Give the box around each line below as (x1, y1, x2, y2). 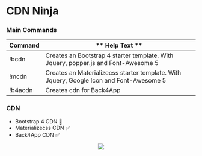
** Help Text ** (96, 41, 143, 49)
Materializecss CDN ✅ (14, 124, 70, 131)
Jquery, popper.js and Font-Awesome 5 (45, 59, 159, 67)
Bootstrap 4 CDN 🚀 (14, 117, 63, 125)
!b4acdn (9, 86, 33, 95)
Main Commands (6, 26, 57, 34)
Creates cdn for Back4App (45, 86, 121, 95)
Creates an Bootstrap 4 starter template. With (45, 51, 174, 60)
